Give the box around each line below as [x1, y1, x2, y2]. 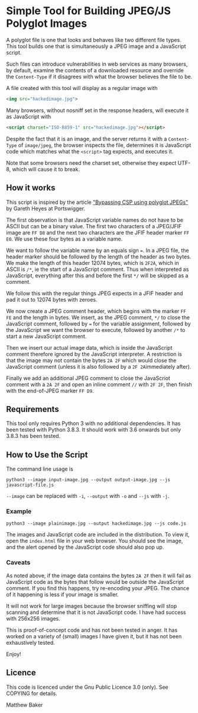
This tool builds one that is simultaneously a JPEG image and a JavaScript [6, 43, 186, 50]
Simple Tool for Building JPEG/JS [6, 4, 171, 18]
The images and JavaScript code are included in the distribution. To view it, [6, 531, 190, 538]
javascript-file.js [6, 482, 54, 488]
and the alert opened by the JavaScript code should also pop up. [6, 543, 164, 551]
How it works [6, 183, 56, 193]
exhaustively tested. [6, 639, 55, 646]
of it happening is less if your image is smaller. [6, 591, 119, 598]
